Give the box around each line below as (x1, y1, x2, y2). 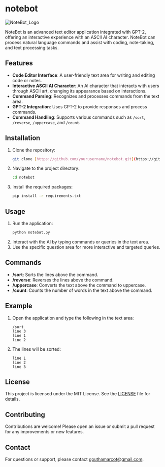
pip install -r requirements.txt (12, 193, 81, 198)
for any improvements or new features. (5, 429, 84, 435)
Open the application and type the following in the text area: (12, 315, 134, 321)
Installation (5, 134, 40, 142)
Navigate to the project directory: (12, 165, 80, 171)
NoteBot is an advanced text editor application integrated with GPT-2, (5, 29, 146, 35)
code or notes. (12, 77, 42, 83)
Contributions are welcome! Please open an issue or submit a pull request (5, 423, 155, 429)
